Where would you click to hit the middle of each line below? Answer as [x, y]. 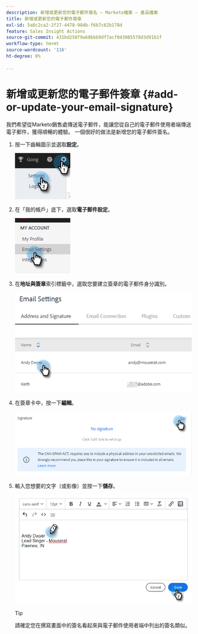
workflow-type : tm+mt [33, 44]
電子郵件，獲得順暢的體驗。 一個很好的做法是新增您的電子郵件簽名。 [89, 132]
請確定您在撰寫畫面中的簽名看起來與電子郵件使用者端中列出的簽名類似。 [102, 625]
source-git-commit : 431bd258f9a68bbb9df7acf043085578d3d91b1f [84, 38]
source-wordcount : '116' [37, 50]
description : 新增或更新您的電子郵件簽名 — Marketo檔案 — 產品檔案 [82, 12]
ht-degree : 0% [24, 56]
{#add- [160, 94]
